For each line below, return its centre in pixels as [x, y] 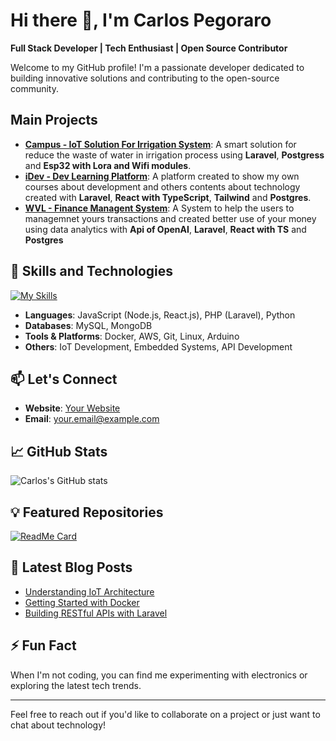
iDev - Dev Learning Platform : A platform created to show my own [162, 176]
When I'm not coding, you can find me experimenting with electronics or [159, 675]
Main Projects [54, 120]
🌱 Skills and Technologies [92, 271]
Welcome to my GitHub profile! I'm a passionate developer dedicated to [157, 67]
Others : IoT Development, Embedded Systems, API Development [158, 346]
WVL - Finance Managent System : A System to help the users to [159, 208]
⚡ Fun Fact [43, 645]
